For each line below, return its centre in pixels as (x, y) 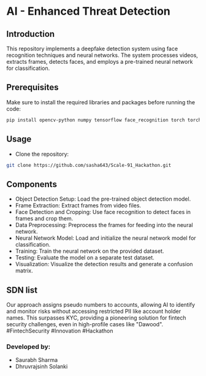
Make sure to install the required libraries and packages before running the (101, 102)
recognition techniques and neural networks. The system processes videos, (102, 55)
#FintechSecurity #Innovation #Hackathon (60, 331)
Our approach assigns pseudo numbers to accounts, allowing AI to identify (101, 305)
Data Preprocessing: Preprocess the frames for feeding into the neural (104, 225)
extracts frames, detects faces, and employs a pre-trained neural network (100, 62)
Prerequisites (32, 87)
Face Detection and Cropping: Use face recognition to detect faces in (103, 212)
